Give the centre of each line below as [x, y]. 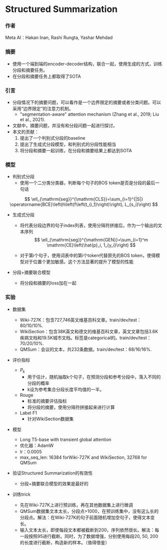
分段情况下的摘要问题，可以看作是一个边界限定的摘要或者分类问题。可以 [86, 102]
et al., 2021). [33, 120]
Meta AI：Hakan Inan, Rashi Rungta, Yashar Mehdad [59, 38]
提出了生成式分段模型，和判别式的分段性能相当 [68, 144]
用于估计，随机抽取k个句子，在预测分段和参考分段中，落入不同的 [94, 377]
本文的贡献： [25, 132]
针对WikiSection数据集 [50, 419]
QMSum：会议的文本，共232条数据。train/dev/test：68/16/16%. [86, 349]
